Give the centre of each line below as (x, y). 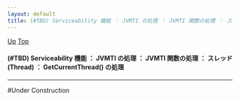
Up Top (18, 41)
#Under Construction (39, 90)
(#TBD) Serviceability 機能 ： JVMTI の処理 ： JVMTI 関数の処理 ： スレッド (120, 59)
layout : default (31, 14)
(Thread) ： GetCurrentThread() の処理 (66, 67)
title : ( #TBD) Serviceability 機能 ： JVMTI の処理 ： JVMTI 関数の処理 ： (115, 21)
